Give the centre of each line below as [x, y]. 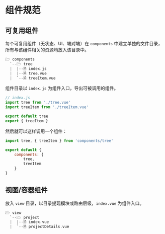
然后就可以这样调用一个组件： [36, 131]
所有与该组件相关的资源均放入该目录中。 [47, 50]
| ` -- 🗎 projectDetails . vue [39, 227]
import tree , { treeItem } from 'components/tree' [59, 141]
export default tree [27, 116]
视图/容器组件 [26, 190]
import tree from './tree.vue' [38, 103]
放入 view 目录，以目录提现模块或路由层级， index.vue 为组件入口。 [75, 203]
